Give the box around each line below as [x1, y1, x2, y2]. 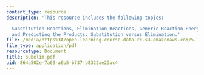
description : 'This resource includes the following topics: [6, 15, 165, 21]
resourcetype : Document [6, 48, 67, 55]
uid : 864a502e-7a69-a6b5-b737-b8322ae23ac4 [6, 59, 118, 66]
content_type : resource [6, 9, 67, 15]
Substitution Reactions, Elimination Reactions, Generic [12, 26, 159, 32]
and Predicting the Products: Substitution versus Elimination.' [12, 31, 181, 37]
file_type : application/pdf [6, 43, 78, 49]
